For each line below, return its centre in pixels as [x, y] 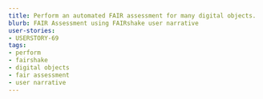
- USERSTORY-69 [34, 38]
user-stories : [32, 30]
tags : [17, 46]
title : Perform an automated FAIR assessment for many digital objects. [132, 16]
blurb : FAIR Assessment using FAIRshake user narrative [103, 23]
